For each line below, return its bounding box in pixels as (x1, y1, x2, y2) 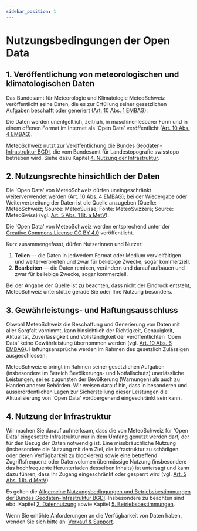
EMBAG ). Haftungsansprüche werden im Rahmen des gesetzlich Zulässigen (6, 346, 189, 353)
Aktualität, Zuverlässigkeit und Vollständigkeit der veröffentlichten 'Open (6, 333, 181, 341)
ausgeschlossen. (6, 352, 47, 359)
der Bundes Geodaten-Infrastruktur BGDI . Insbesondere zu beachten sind (6, 495, 185, 502)
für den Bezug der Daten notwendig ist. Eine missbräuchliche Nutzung (6, 440, 176, 447)
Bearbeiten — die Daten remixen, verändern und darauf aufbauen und (14, 264, 185, 271)
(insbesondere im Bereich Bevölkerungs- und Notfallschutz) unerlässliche (6, 370, 185, 377)
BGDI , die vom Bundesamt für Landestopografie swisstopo (37, 148, 179, 155)
